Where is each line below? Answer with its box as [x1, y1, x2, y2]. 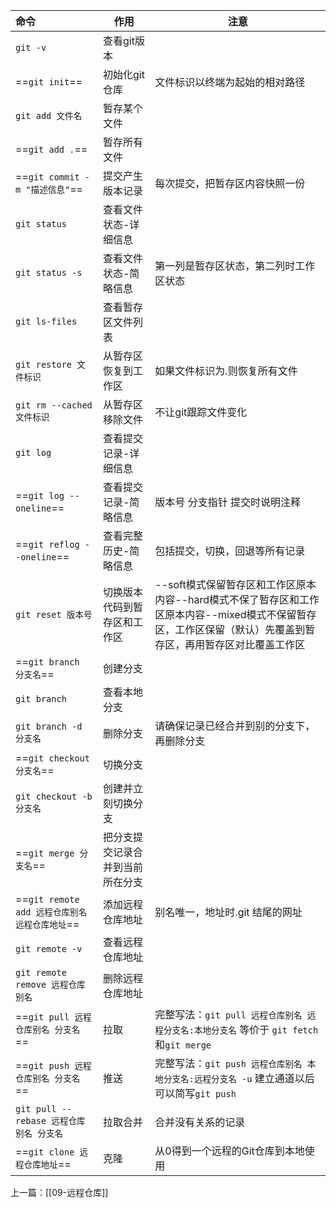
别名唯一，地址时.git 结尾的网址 [154, 905, 303, 919]
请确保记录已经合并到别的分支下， [154, 719, 316, 733]
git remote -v [15, 944, 83, 954]
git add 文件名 [15, 110, 83, 121]
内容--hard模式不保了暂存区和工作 [154, 593, 320, 606]
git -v [15, 42, 47, 53]
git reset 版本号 [15, 609, 93, 620]
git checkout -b [15, 791, 93, 802]
